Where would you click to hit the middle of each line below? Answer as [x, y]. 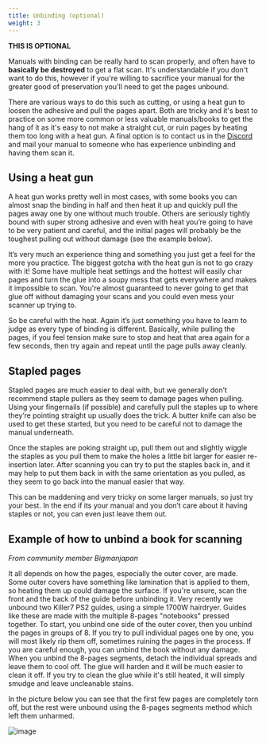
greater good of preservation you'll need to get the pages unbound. [119, 86]
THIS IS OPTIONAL [40, 45]
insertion [23, 465]
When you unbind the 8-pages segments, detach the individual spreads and [133, 658]
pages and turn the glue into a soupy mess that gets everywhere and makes [133, 280]
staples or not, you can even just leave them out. [88, 514]
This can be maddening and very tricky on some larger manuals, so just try [131, 497]
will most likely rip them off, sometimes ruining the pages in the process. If [130, 641]
